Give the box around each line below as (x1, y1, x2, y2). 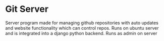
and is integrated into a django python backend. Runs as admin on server (5, 30, 157, 36)
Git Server (5, 3, 49, 15)
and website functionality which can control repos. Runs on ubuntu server (5, 25, 159, 31)
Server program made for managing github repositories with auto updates (5, 20, 159, 26)
